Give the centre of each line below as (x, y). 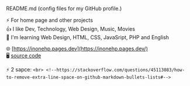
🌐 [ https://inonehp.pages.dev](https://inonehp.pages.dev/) (77, 49)
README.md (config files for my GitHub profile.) (64, 8)
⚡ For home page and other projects (50, 20)
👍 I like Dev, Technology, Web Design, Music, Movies (71, 29)
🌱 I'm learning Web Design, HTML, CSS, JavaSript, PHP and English (88, 37)
